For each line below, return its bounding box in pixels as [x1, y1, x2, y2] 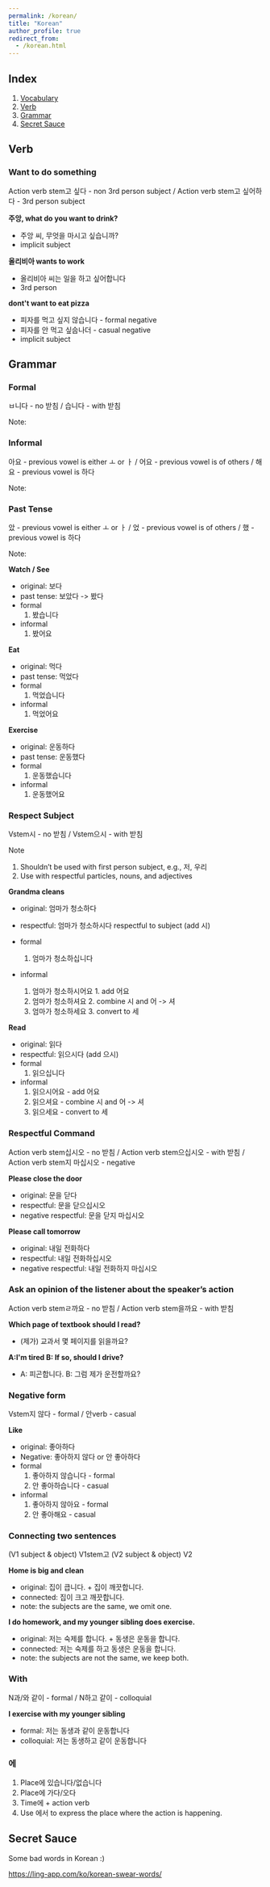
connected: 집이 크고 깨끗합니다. [19, 1593, 125, 1603]
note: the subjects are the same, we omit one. [19, 1602, 172, 1611]
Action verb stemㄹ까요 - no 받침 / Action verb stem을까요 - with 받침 [8, 1303, 235, 1313]
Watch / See [8, 564, 50, 574]
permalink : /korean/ [8, 11, 78, 20]
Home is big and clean [8, 1565, 85, 1576]
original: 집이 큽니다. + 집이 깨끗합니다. [19, 1582, 144, 1592]
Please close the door [8, 1173, 83, 1183]
